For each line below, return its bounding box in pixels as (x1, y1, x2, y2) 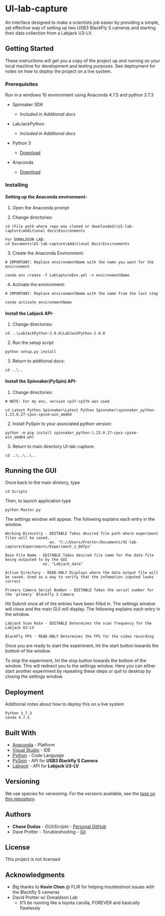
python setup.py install (5, 349, 56, 355)
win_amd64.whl (5, 435, 35, 440)
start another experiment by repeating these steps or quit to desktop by (5, 668, 151, 674)
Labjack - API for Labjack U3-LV (12, 763, 79, 769)
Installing (5, 181, 28, 188)
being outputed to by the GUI (5, 557, 68, 562)
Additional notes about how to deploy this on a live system (5, 701, 124, 707)
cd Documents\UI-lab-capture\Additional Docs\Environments (5, 242, 130, 247)
